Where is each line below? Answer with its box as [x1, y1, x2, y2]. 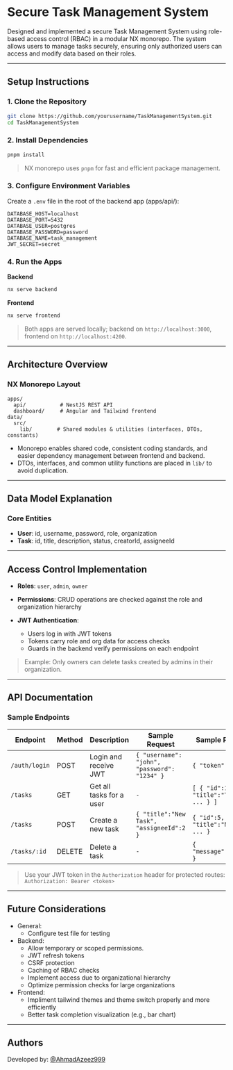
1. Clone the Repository [7, 97, 87, 106]
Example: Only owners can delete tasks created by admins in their [24, 658, 214, 666]
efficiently [27, 1003, 57, 1011]
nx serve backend [7, 286, 58, 293]
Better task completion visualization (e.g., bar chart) [27, 1010, 176, 1019]
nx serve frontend [7, 312, 60, 320]
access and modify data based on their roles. [7, 49, 137, 58]
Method [56, 734, 83, 744]
